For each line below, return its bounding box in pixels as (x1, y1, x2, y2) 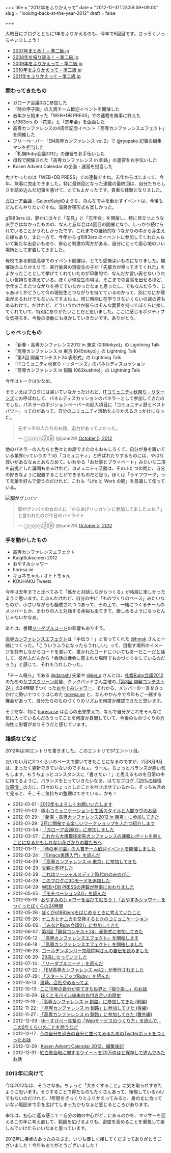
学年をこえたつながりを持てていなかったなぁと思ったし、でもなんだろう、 (5, 283, 161, 289)
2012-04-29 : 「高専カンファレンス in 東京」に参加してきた (12, 859, 137, 865)
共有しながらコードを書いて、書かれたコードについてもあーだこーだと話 (14, 649, 165, 655)
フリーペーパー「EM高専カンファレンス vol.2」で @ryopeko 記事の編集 (12, 138, 162, 144)
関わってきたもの (5, 87, 47, 94)
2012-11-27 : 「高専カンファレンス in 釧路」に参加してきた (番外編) (12, 1011, 153, 1017)
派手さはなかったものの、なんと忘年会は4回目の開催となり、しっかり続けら (5, 221, 164, 228)
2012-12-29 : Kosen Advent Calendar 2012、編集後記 (12, 1043, 124, 1050)
